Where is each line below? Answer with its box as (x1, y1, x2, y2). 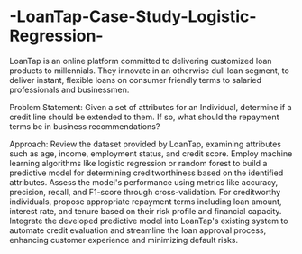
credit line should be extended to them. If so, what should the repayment (9, 111, 279, 122)
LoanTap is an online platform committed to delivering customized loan (9, 55, 272, 66)
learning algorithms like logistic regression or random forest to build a (9, 157, 268, 168)
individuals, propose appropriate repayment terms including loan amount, (9, 196, 282, 207)
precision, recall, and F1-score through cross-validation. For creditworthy (9, 186, 281, 197)
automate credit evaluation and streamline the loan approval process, (9, 224, 267, 236)
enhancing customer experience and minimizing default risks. (9, 234, 239, 245)
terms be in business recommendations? (9, 120, 160, 132)
